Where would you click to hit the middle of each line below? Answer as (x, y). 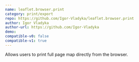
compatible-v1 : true (26, 41)
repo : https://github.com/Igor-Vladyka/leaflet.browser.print (69, 18)
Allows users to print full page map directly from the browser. (67, 54)
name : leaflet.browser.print (35, 9)
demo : (10, 32)
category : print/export (29, 14)
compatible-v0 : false (27, 37)
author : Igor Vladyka (27, 23)
